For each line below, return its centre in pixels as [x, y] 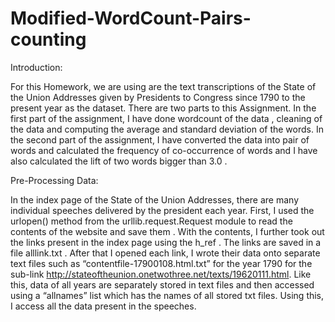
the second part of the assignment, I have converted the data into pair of [160, 139]
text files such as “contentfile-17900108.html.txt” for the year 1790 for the [161, 263]
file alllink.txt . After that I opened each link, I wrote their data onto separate [165, 253]
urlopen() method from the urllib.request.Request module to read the [151, 221]
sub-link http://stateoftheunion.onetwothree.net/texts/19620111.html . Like [161, 274]
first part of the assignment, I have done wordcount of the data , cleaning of [166, 118]
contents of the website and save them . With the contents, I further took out [167, 231]
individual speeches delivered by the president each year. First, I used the [162, 210]
